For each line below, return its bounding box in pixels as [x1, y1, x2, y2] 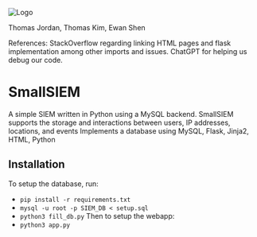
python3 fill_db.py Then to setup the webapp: [19, 211, 175, 220]
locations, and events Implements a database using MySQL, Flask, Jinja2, [8, 126, 249, 135]
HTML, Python [8, 134, 56, 144]
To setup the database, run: [8, 179, 99, 188]
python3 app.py [19, 221, 71, 229]
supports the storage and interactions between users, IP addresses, [8, 118, 231, 127]
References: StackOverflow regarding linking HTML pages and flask [8, 38, 232, 48]
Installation [8, 157, 65, 171]
